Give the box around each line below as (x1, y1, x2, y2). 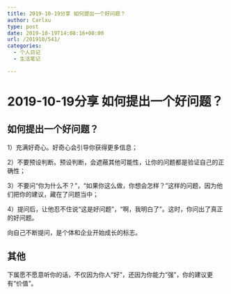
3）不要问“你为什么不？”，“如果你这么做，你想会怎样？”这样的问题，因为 (7, 181, 217, 190)
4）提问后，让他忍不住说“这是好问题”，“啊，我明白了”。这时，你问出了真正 (7, 204, 223, 213)
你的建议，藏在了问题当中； (19, 190, 99, 198)
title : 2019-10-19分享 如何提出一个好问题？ (7, 10, 126, 17)
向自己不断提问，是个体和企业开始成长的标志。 (7, 228, 141, 236)
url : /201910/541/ (7, 36, 61, 43)
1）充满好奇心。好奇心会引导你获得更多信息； (7, 143, 138, 152)
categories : (7, 42, 42, 49)
